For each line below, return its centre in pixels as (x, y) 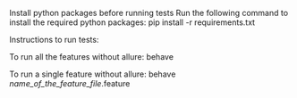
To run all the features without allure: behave (92, 57)
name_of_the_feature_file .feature (70, 83)
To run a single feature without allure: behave (93, 74)
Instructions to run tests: (54, 40)
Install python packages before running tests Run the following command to (149, 13)
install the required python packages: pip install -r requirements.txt (132, 22)
